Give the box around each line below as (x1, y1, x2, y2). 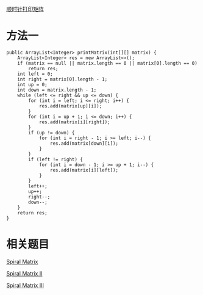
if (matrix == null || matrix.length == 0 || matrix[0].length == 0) (17, 60, 198, 66)
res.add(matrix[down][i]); (49, 140, 119, 147)
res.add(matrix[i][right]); (38, 118, 111, 125)
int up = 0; (17, 81, 48, 87)
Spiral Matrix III (6, 282, 45, 289)
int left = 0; (17, 71, 53, 77)
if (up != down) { (28, 129, 75, 136)
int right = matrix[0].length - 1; (17, 76, 108, 82)
